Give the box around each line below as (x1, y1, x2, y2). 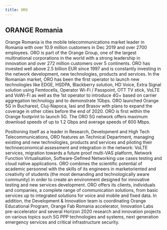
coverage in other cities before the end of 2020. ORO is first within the (5, 108, 150, 114)
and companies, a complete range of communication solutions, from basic (5, 187, 158, 193)
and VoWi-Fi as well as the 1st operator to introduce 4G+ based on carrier (5, 92, 157, 98)
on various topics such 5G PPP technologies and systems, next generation (5, 214, 159, 220)
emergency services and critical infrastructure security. (5, 219, 119, 225)
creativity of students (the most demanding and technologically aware (5, 171, 150, 177)
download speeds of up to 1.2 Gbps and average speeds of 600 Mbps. (5, 119, 151, 125)
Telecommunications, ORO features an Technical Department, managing (5, 134, 154, 140)
